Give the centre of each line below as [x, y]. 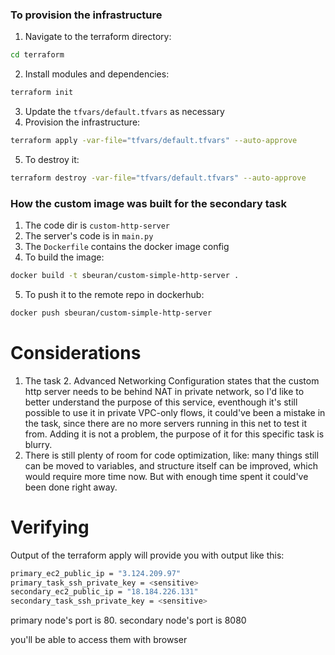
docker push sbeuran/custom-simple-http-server [111, 313]
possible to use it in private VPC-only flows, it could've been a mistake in [175, 412]
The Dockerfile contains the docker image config [127, 247]
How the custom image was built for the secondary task [148, 203]
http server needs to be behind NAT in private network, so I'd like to [164, 391]
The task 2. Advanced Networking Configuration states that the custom [172, 380]
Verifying [50, 527]
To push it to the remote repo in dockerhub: [114, 294]
